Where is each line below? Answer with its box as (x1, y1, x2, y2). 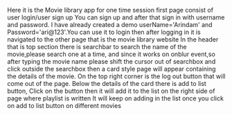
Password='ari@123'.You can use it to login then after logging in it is (7, 28, 201, 36)
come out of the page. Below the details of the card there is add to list (7, 80, 206, 87)
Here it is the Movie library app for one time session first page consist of (7, 6, 213, 14)
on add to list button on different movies (7, 102, 121, 109)
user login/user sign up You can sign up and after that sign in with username (7, 13, 225, 21)
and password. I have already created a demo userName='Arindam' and (7, 21, 213, 28)
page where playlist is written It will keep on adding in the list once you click (7, 94, 224, 103)
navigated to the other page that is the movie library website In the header (7, 35, 219, 44)
